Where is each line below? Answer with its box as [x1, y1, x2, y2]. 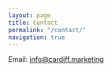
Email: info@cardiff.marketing [8, 55, 104, 64]
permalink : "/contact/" [8, 26, 87, 34]
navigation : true [8, 33, 65, 41]
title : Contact [8, 19, 58, 27]
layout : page [8, 11, 51, 20]
